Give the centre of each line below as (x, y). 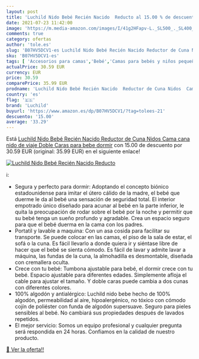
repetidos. (27, 319)
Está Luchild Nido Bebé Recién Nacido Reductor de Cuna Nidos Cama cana (98, 139)
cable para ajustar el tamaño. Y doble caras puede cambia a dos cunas (101, 281)
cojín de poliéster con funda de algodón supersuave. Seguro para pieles (103, 307)
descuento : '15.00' (30, 116)
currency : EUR (24, 72)
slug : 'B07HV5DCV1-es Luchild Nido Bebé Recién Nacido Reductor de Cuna (98, 50)
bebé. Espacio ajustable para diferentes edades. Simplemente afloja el (101, 275)
